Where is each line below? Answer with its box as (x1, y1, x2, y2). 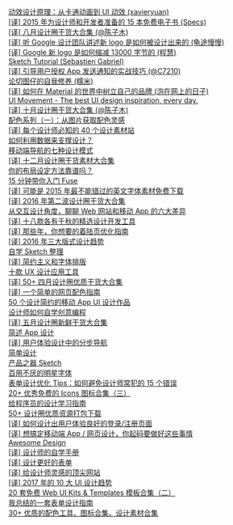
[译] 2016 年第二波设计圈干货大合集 (8, 197, 126, 205)
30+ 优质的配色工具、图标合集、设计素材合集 (8, 508, 159, 518)
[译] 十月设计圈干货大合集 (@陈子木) (8, 105, 129, 115)
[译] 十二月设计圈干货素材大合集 (8, 156, 115, 165)
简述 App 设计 (8, 328, 55, 337)
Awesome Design (8, 438, 67, 447)
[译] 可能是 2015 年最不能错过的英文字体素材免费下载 (8, 186, 184, 196)
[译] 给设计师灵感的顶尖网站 (8, 468, 101, 477)
